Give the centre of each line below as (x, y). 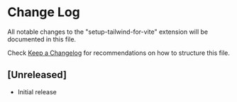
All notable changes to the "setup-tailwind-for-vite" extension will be (108, 32)
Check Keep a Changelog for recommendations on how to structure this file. (119, 53)
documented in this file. (42, 39)
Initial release (37, 91)
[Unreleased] (37, 75)
